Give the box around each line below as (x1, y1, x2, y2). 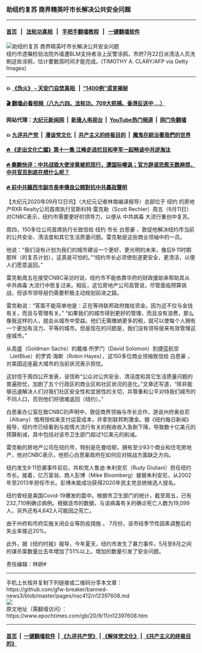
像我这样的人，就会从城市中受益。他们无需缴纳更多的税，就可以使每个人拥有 (6, 317, 196, 324)
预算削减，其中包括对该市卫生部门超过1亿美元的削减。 (6, 431, 140, 438)
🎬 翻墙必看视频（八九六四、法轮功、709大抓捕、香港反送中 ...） (6, 99, 165, 107)
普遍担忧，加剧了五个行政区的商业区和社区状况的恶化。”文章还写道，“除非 (6, 380, 188, 388)
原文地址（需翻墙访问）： (6, 605, 67, 613)
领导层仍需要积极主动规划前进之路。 (32, 289, 122, 297)
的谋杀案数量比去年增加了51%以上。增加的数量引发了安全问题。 (6, 547, 164, 555)
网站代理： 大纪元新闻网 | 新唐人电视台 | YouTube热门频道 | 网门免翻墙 (6, 116, 186, 124)
